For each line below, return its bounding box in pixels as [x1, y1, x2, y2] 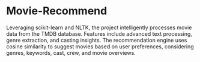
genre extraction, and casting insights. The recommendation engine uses [6, 36, 187, 44]
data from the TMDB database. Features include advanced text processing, [6, 30, 192, 37]
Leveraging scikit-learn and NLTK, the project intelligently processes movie [6, 24, 192, 31]
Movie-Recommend [6, 4, 108, 18]
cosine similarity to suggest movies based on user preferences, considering [6, 43, 194, 50]
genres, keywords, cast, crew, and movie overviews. [6, 49, 136, 56]
